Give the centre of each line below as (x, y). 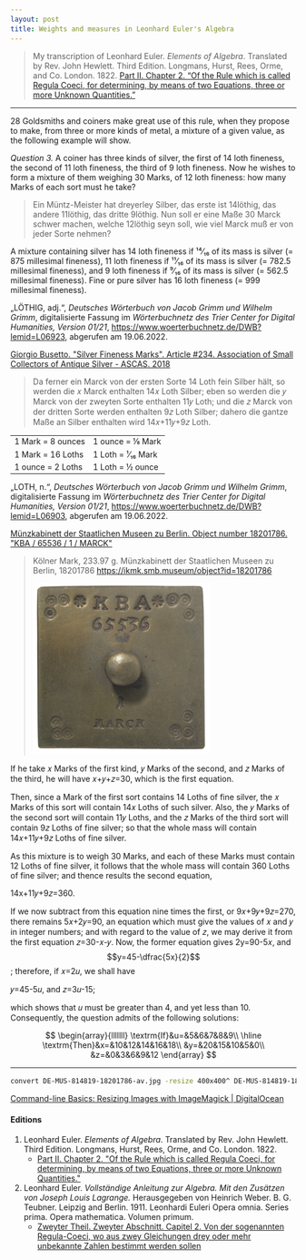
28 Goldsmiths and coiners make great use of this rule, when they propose (150, 121)
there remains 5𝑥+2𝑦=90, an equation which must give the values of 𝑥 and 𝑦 (152, 922)
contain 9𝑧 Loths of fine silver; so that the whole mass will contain (133, 828)
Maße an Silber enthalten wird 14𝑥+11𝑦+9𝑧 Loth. (122, 422)
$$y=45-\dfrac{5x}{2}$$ (153, 957)
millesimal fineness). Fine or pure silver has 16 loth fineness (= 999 (135, 280)
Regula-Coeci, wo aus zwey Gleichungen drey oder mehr (144, 1236)
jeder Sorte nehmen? (72, 233)
